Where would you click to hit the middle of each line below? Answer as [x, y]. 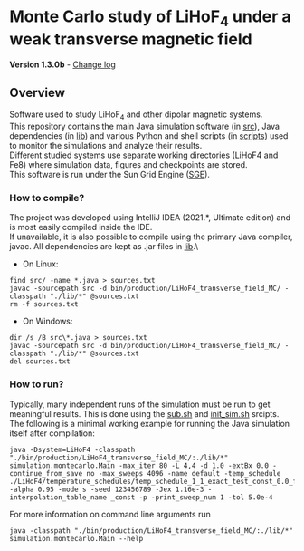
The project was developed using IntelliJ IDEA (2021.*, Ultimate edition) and [150, 217]
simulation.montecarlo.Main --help [76, 538]
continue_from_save [46, 473]
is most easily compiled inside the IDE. [81, 227]
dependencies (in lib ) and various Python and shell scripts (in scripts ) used [149, 136]
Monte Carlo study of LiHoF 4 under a [150, 18]
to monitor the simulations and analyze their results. [106, 146]
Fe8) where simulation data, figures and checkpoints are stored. [128, 165]
